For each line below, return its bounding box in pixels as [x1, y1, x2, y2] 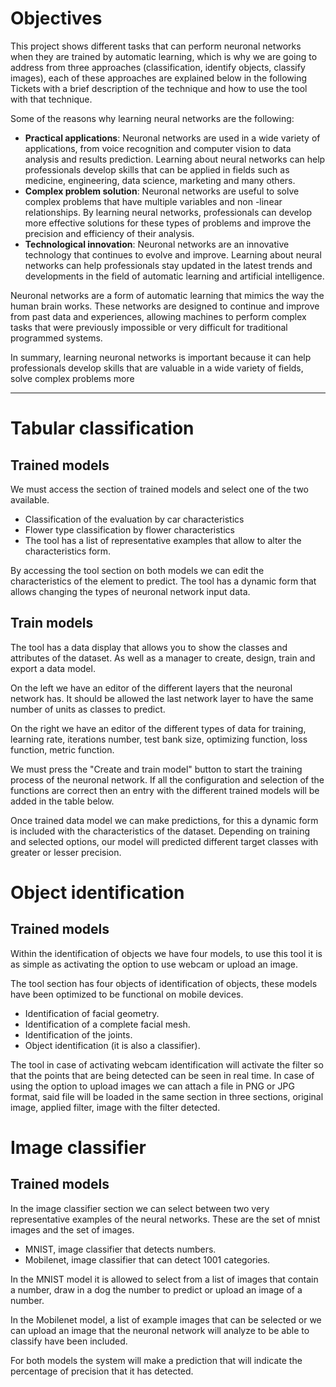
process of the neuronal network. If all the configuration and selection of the [10, 773, 325, 786]
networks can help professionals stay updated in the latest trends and [24, 259, 313, 271]
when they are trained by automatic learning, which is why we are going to [10, 50, 318, 62]
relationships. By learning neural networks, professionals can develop [24, 206, 312, 218]
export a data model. [10, 662, 96, 674]
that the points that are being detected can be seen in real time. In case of [10, 1069, 315, 1081]
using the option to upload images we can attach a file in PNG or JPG [10, 1080, 295, 1092]
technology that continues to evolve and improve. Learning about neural [24, 248, 322, 261]
